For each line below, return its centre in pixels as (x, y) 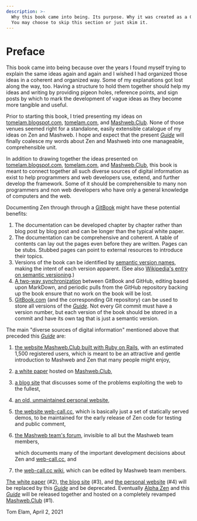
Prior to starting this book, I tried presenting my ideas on (74, 116)
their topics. (29, 256)
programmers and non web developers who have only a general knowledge (97, 190)
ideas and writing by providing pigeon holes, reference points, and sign (92, 93)
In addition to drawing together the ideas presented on (72, 159)
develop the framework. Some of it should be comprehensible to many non (96, 184)
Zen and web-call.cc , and (45, 459)
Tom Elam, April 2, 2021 (35, 512)
